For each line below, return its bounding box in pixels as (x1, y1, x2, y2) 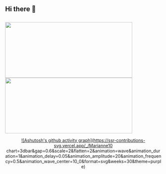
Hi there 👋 (5, 5, 36, 13)
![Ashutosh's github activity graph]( (21, 137, 94, 143)
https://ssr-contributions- (93, 137, 145, 143)
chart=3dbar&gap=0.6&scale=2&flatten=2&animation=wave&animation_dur (6, 148, 161, 154)
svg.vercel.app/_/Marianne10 (54, 142, 113, 148)
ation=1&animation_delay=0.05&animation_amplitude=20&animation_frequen (5, 153, 162, 159)
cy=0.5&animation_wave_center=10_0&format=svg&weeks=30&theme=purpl (5, 158, 162, 164)
